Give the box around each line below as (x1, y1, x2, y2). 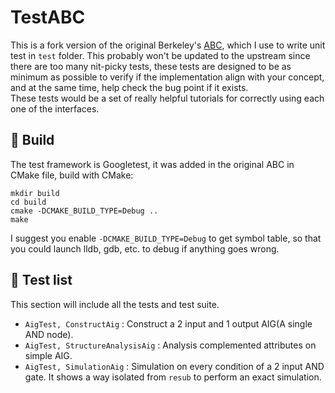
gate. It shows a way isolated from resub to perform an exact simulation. (24, 371, 322, 383)
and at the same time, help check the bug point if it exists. (10, 81, 249, 93)
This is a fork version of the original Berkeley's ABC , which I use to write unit (10, 39, 326, 51)
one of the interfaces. (10, 102, 100, 115)
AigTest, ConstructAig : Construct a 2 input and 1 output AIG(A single (24, 317, 313, 330)
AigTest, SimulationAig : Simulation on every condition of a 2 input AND (24, 360, 325, 372)
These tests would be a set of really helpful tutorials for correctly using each (10, 92, 325, 104)
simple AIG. (24, 349, 73, 361)
